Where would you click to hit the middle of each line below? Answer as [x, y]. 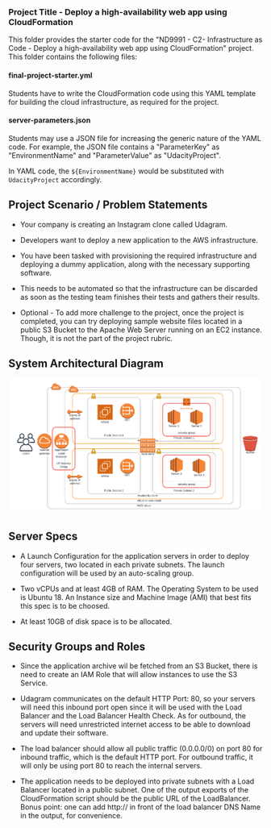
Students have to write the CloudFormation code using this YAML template [132, 93]
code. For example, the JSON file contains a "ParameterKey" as [114, 147]
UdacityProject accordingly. [55, 179]
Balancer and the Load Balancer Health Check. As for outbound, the [133, 716]
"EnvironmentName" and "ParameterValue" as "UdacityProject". [115, 155]
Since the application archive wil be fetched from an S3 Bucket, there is [139, 666]
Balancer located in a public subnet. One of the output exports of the [134, 790]
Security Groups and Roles [77, 647]
